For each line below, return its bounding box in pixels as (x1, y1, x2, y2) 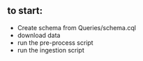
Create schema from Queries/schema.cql (17, 23, 136, 32)
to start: (7, 5, 43, 17)
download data (17, 31, 61, 39)
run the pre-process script (17, 38, 93, 47)
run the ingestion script (17, 46, 85, 54)
